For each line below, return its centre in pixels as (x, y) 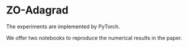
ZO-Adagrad (38, 10)
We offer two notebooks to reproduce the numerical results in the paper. (94, 38)
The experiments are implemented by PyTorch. (63, 26)
